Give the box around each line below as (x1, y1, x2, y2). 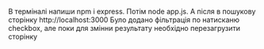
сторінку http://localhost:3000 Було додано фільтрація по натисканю (8, 15, 240, 24)
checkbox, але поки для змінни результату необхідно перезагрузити (8, 24, 240, 32)
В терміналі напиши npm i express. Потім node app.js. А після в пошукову (8, 7, 256, 16)
